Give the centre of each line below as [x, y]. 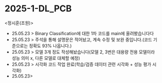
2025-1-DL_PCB [38, 9]
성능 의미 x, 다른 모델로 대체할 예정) [46, 58]
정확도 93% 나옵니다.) [50, 45]
